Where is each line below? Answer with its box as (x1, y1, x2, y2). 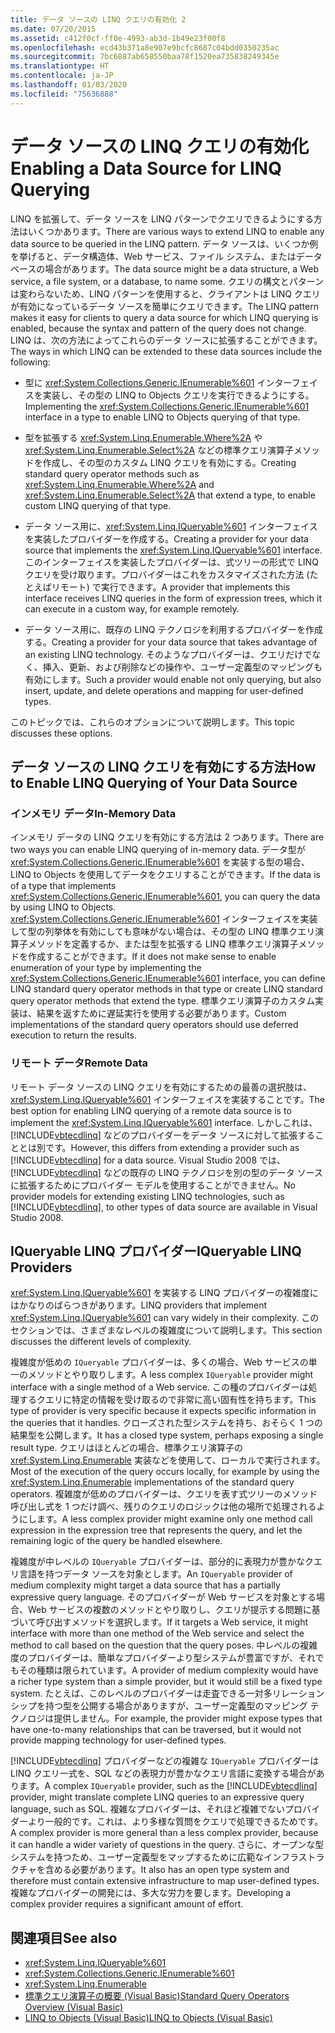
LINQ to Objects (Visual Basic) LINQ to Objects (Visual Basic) (24, 2012, 273, 2024)
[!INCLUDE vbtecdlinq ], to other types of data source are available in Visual (10, 1201, 318, 1213)
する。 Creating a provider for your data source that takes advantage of (24, 636, 318, 648)
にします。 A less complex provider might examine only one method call (18, 1513, 313, 1525)
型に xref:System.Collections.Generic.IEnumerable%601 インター (24, 376, 292, 388)
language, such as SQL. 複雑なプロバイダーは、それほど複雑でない (10, 1803, 286, 1815)
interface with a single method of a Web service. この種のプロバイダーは (10, 1381, 309, 1393)
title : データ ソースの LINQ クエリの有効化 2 (10, 14, 187, 25)
